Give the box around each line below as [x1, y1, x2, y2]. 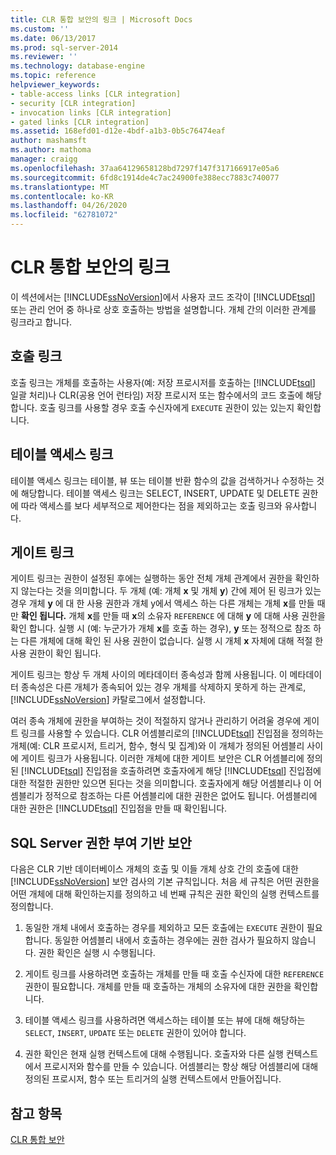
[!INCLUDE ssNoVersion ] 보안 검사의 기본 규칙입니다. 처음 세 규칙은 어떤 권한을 [10, 876, 320, 888]
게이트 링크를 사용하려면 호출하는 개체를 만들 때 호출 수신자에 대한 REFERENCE [24, 968, 325, 980]
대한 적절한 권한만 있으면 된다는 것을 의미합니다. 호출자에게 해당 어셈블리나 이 [10, 777, 312, 790]
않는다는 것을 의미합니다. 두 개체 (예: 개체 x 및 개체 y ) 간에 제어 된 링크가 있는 [20, 585, 322, 597]
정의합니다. [10, 901, 54, 913]
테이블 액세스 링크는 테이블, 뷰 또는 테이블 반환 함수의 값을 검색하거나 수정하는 [10, 474, 315, 486]
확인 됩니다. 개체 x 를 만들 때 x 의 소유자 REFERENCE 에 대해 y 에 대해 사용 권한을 [20, 610, 326, 622]
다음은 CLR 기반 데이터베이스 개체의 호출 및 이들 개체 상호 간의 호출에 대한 [10, 863, 299, 875]
